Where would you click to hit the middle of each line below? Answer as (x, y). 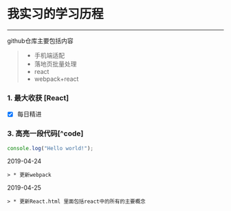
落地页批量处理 (55, 64)
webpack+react (56, 79)
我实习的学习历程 (56, 14)
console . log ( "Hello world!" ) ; (51, 148)
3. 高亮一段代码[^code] (45, 134)
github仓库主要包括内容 (40, 40)
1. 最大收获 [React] (38, 98)
